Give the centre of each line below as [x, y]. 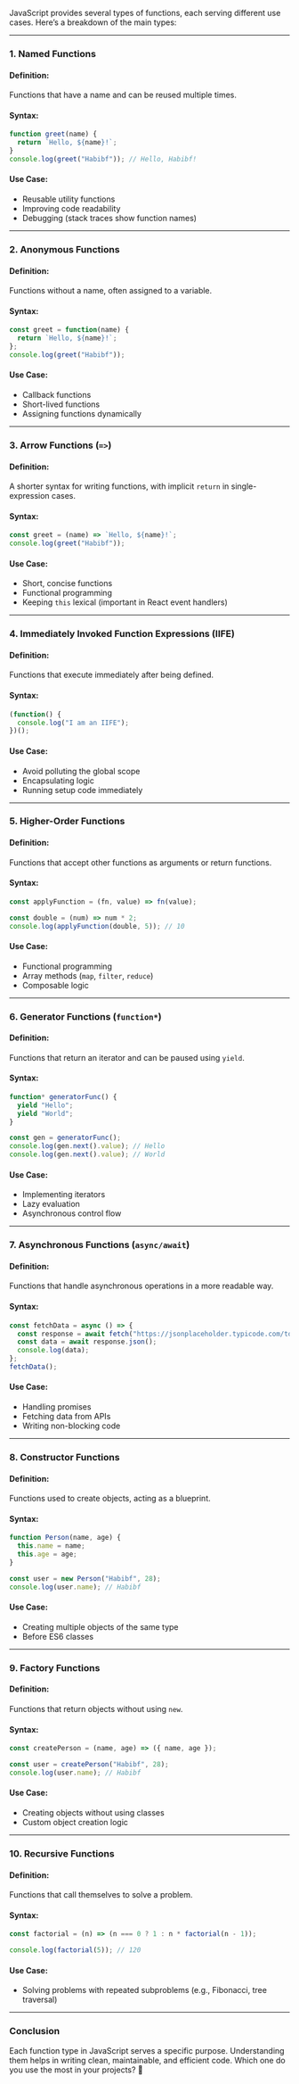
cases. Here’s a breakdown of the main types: [93, 22]
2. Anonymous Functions [65, 249]
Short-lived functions [61, 404]
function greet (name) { [53, 134]
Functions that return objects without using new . [96, 1709]
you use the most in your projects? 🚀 [77, 2070]
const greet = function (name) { [69, 330]
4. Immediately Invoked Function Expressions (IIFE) [122, 634]
